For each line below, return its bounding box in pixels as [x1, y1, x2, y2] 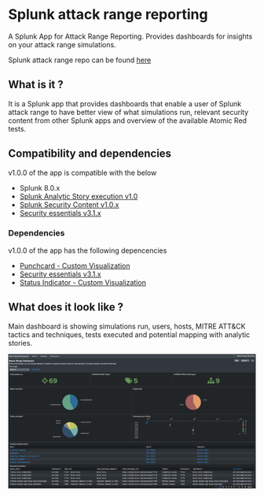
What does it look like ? [8, 301, 124, 314]
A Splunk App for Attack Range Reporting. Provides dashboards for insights [8, 32, 253, 41]
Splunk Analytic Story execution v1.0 [19, 191, 138, 201]
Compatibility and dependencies [8, 147, 171, 161]
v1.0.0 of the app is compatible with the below [8, 168, 157, 177]
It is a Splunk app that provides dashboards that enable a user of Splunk [8, 98, 242, 108]
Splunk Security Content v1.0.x [19, 199, 119, 210]
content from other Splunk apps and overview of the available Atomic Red [8, 116, 247, 125]
